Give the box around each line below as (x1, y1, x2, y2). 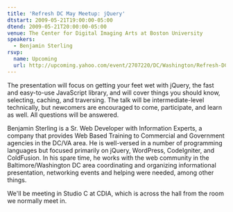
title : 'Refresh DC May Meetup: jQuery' (7, 10, 126, 17)
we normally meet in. (7, 196, 67, 205)
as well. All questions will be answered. (7, 111, 119, 119)
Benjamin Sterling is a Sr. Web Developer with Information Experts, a (7, 124, 202, 132)
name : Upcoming (13, 56, 58, 63)
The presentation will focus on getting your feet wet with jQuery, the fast (7, 81, 214, 89)
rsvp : (7, 49, 23, 56)
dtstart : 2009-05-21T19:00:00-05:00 (7, 17, 113, 24)
